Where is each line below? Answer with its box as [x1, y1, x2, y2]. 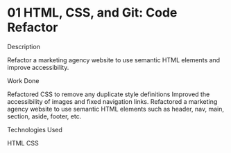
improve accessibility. [7, 63, 69, 71]
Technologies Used [7, 125, 62, 134]
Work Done [7, 76, 40, 84]
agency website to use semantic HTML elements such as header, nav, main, [7, 105, 224, 113]
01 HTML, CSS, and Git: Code [7, 5, 178, 21]
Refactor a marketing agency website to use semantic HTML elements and [7, 55, 221, 64]
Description [7, 42, 40, 51]
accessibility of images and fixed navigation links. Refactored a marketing [7, 97, 218, 105]
